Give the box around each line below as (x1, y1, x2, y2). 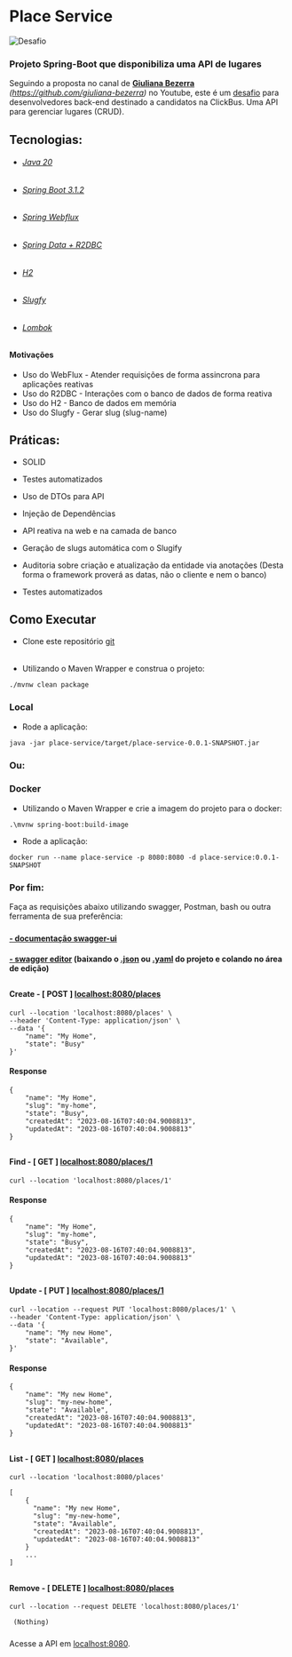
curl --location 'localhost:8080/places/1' (9, 1175, 173, 1185)
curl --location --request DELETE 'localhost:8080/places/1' (9, 1602, 241, 1612)
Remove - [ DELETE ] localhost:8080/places (9, 1582, 175, 1593)
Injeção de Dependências (21, 508, 116, 519)
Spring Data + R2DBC (21, 240, 102, 251)
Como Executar (9, 612, 97, 627)
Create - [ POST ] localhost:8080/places (9, 989, 162, 1000)
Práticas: (9, 433, 60, 448)
